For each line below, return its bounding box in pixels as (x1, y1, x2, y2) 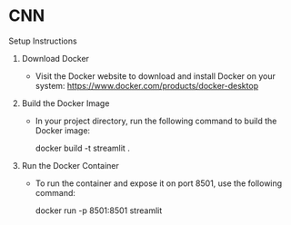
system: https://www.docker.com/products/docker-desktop (35, 80, 259, 91)
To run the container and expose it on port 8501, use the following (35, 178, 283, 189)
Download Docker (21, 53, 90, 64)
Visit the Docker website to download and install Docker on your (35, 70, 276, 82)
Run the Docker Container (21, 160, 119, 171)
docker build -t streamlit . (35, 142, 131, 153)
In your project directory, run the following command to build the (35, 115, 277, 126)
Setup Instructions (8, 35, 78, 46)
